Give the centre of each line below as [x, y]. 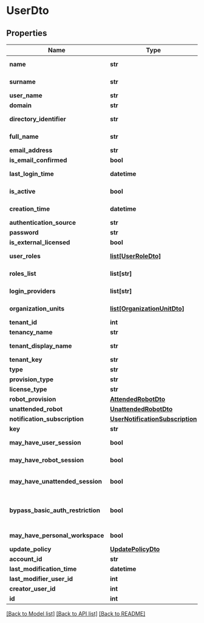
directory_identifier [38, 119]
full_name [24, 136]
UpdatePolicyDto [135, 549]
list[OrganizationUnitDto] [147, 308]
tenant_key [26, 360]
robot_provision [33, 399]
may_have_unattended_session [56, 481]
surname [22, 82]
